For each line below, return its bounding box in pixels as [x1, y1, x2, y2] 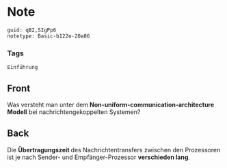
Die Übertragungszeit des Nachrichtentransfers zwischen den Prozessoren [7, 145, 221, 154]
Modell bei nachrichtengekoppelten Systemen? [7, 108, 141, 116]
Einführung [7, 64, 38, 71]
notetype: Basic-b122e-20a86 [7, 32, 90, 40]
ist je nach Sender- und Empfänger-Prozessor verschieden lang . [7, 153, 190, 161]
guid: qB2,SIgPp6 [7, 27, 57, 33]
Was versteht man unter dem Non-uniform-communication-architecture [7, 100, 215, 109]
